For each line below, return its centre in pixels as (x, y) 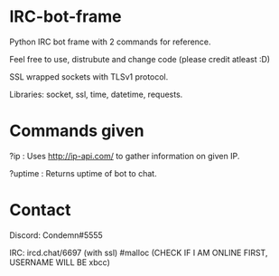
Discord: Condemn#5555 (56, 235)
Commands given (77, 131)
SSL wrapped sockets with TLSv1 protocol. (89, 76)
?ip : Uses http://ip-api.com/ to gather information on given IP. (125, 156)
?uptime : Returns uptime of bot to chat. (83, 173)
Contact (40, 210)
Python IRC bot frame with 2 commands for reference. (110, 42)
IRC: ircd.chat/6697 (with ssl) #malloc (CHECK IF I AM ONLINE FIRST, (139, 252)
